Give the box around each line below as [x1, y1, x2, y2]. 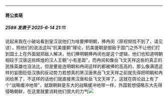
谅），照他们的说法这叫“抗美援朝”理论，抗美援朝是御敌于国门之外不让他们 [5, 44, 156, 50]
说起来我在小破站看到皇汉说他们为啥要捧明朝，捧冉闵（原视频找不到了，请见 [5, 38, 163, 44]
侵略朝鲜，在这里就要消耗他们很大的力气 [5, 88, 88, 94]
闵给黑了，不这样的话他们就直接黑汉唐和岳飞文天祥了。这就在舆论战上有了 [5, 75, 158, 81]
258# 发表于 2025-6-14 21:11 [5, 24, 66, 30]
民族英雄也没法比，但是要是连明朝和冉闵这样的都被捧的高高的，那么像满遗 [5, 63, 158, 69]
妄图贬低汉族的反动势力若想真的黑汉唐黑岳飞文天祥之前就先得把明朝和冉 [13, 69, 163, 75]
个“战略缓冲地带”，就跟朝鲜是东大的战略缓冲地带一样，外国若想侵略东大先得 [5, 82, 162, 88]
